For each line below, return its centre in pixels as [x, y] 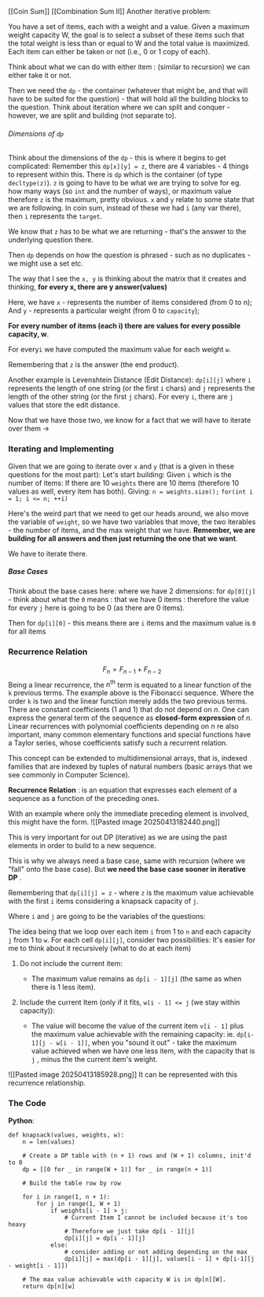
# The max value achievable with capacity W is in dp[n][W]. [124, 1279]
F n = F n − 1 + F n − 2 [132, 670]
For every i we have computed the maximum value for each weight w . [120, 350]
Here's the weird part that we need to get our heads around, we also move [128, 513]
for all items [27, 631]
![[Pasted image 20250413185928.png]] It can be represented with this [123, 1075]
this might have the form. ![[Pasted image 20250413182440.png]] [114, 822]
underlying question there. [51, 240]
